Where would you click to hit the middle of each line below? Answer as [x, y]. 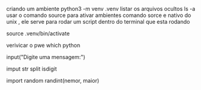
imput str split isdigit [32, 69]
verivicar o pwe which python [43, 45]
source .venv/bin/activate [38, 33]
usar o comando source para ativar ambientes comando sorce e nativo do [99, 15]
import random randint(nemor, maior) [53, 81]
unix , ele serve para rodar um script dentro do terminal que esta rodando [98, 22]
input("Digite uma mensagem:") [46, 57]
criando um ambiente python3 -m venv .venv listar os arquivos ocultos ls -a [101, 9]
